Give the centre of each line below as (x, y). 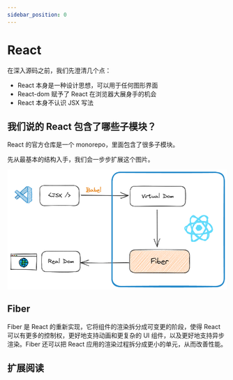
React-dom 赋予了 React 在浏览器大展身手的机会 (87, 93)
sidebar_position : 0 (37, 15)
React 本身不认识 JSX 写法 (55, 102)
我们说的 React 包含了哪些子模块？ (82, 127)
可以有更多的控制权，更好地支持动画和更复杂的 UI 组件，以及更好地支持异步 (116, 335)
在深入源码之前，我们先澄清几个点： (59, 70)
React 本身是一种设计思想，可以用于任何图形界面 (88, 85)
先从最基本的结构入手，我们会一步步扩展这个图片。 (81, 160)
